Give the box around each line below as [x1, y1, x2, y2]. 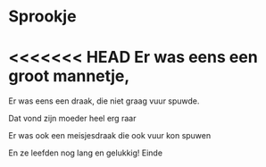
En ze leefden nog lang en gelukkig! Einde [8, 147, 162, 158]
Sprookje [8, 6, 77, 27]
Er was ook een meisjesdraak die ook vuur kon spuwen [8, 130, 212, 141]
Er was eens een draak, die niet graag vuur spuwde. [8, 96, 200, 106]
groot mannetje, [8, 66, 130, 87]
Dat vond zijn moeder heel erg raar [8, 113, 137, 124]
